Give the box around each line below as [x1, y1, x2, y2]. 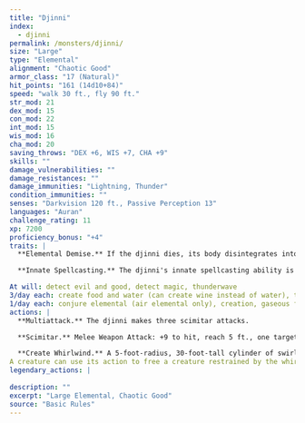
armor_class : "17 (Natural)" [9, 73, 120, 82]
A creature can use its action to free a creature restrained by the [9, 358, 279, 367]
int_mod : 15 [9, 123, 54, 133]
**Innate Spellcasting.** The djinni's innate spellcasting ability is [17, 266, 295, 275]
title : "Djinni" [9, 13, 71, 23]
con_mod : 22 [9, 114, 54, 123]
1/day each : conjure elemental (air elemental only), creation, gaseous [9, 299, 290, 309]
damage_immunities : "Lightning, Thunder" [9, 182, 169, 192]
